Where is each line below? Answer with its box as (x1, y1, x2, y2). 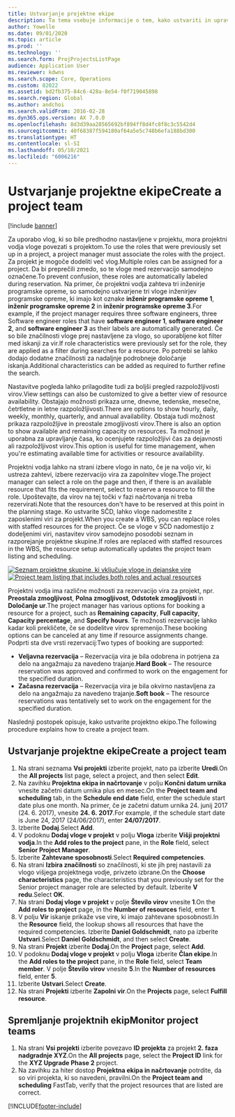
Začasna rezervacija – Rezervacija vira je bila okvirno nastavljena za (17, 681, 215, 690)
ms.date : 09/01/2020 (8, 29, 68, 37)
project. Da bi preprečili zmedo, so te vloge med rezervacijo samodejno (8, 264, 213, 273)
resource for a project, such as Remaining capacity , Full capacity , (8, 609, 200, 617)
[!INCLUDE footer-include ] (8, 1102, 82, 1111)
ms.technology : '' (8, 50, 61, 57)
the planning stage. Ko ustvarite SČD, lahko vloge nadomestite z (8, 507, 192, 515)
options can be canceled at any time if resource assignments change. (8, 631, 209, 639)
